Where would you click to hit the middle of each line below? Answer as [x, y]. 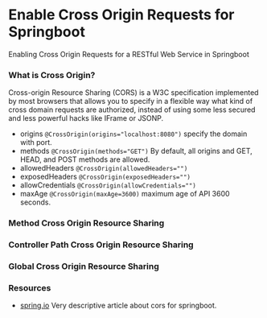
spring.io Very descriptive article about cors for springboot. [118, 306]
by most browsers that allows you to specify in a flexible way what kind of [131, 101]
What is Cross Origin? [52, 75]
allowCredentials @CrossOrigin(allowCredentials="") [108, 185]
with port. [36, 142]
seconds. [35, 202]
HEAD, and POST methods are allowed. [85, 159]
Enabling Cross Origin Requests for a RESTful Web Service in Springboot [129, 54]
